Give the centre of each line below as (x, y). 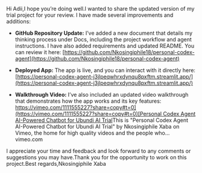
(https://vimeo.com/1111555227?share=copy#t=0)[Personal (88, 114)
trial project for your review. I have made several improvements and (90, 15)
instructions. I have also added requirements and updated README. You (105, 46)
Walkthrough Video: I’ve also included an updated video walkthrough (102, 95)
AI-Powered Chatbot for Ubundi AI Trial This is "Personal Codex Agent (102, 120)
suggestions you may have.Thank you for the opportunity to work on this (96, 157)
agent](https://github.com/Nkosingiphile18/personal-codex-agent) (97, 59)
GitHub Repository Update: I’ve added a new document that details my (104, 33)
